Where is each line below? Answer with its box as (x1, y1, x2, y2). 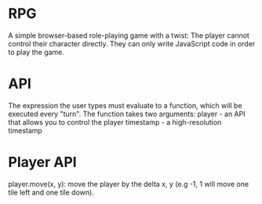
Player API (8, 154, 77, 171)
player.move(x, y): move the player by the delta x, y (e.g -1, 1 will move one (8, 179, 249, 188)
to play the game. (8, 47, 65, 56)
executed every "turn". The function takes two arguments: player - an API (8, 109, 246, 118)
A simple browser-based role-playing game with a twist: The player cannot (8, 31, 249, 40)
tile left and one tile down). (8, 188, 94, 197)
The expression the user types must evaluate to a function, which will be (8, 100, 242, 110)
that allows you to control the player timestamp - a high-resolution (8, 117, 222, 126)
